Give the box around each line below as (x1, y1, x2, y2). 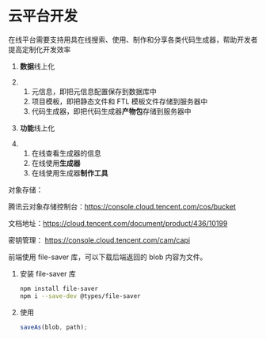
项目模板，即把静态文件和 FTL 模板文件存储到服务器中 (31, 96, 208, 106)
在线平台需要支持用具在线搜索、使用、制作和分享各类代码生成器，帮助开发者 (8, 35, 258, 44)
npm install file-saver (19, 284, 99, 292)
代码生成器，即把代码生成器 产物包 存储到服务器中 (31, 106, 192, 115)
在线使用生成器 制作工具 (31, 168, 108, 178)
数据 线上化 (19, 61, 55, 71)
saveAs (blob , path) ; (19, 323, 88, 331)
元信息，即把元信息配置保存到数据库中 (31, 86, 157, 96)
